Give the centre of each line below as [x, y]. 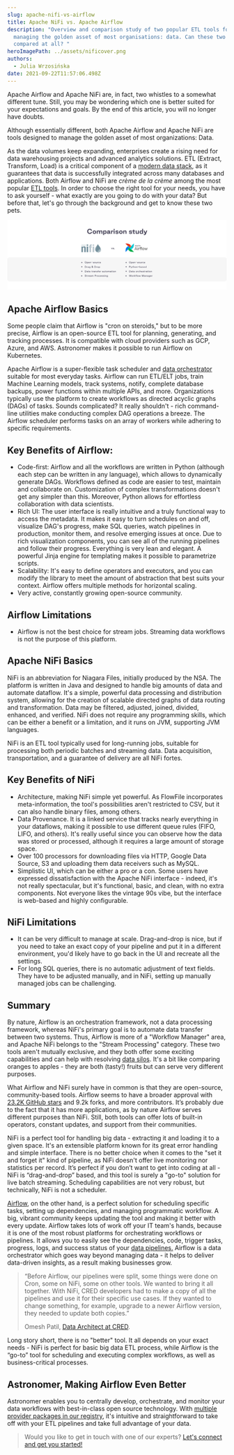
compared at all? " [42, 44]
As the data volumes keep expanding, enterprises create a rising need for [112, 151]
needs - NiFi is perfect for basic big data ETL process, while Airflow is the [113, 1348]
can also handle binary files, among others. [79, 812]
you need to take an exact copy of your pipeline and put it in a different [119, 946]
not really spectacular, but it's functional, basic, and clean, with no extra [120, 885]
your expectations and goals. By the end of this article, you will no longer [112, 109]
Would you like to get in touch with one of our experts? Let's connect [123, 1437]
